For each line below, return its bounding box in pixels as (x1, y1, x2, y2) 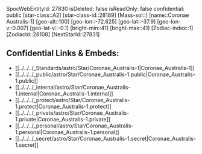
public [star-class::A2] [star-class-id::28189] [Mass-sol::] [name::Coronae (6, 11, 189, 19)
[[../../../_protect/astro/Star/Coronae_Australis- (14, 96, 130, 103)
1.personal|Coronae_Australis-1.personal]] (14, 128, 119, 135)
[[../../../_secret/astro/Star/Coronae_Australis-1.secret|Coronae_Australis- (14, 135, 197, 142)
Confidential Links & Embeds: (6, 48, 119, 59)
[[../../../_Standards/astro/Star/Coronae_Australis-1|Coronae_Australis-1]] (14, 64, 195, 71)
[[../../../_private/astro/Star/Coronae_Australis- (14, 109, 130, 117)
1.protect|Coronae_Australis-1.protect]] (14, 103, 112, 110)
